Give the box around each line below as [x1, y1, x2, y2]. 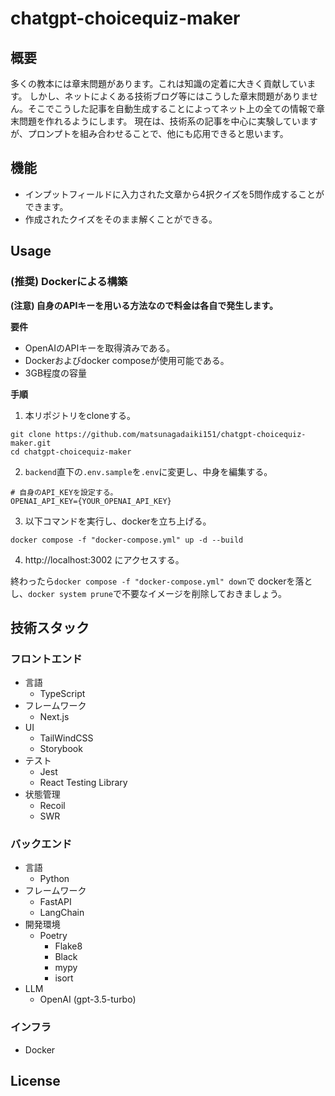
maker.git [10, 438, 52, 448]
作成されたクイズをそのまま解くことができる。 [24, 213, 218, 225]
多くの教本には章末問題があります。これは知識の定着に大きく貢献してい [10, 78, 308, 89]
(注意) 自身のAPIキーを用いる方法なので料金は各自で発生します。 [10, 299, 278, 311]
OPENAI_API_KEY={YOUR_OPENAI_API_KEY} [10, 496, 172, 506]
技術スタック [10, 619, 90, 636]
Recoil [39, 800, 66, 812]
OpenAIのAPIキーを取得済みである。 [24, 342, 176, 354]
